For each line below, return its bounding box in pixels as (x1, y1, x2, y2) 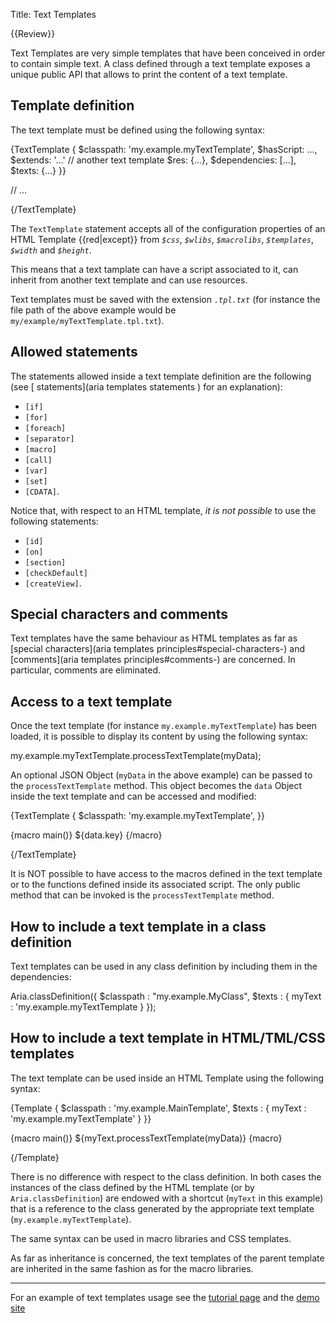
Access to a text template (10, 693, 173, 710)
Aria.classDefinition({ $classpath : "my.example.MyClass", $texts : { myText (10, 990, 322, 1003)
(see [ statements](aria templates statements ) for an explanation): (10, 380, 283, 393)
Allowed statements (10, 344, 138, 361)
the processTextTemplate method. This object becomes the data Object (10, 780, 303, 792)
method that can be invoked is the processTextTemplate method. (10, 889, 275, 901)
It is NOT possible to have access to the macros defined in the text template (10, 868, 323, 880)
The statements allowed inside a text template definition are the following (10, 370, 312, 382)
